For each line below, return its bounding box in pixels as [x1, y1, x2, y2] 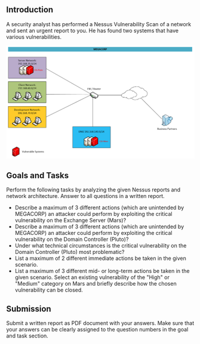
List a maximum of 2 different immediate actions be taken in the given [14, 255, 186, 262]
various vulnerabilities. [6, 33, 61, 41]
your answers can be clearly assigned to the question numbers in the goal [6, 326, 189, 333]
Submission [6, 303, 52, 314]
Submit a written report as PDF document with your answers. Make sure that [6, 320, 195, 327]
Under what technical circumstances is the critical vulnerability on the [14, 242, 187, 249]
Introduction [6, 5, 54, 15]
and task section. [6, 332, 49, 339]
